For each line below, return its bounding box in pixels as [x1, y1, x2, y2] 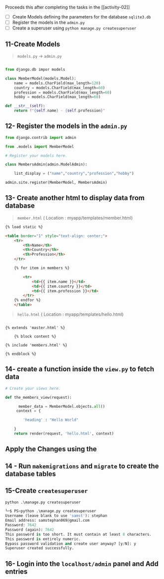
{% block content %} [14, 334, 56, 339]
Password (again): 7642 [5, 527, 55, 532]
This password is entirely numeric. [5, 536, 81, 542]
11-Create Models [5, 40, 60, 48]
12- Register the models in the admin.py [5, 122, 127, 130]
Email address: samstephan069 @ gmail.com [5, 518, 90, 523]
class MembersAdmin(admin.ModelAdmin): [5, 162, 88, 167]
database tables [5, 469, 56, 478]
